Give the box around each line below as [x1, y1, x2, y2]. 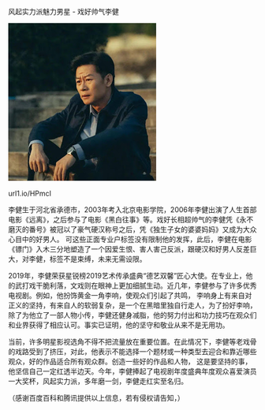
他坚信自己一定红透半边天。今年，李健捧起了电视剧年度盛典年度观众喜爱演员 [8, 367, 257, 376]
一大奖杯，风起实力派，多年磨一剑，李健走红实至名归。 [8, 377, 188, 386]
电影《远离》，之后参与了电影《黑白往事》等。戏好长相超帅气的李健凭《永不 [8, 215, 254, 224]
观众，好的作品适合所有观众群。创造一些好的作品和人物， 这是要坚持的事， [8, 357, 252, 366]
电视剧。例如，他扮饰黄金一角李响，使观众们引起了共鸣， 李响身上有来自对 [8, 291, 252, 300]
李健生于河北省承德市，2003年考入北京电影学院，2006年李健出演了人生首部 [8, 205, 257, 214]
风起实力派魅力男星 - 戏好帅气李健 [8, 7, 120, 16]
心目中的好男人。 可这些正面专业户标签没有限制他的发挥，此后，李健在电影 [8, 235, 252, 244]
